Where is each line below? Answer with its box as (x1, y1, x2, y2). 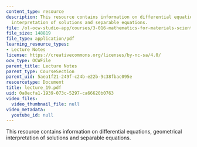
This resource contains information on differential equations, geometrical (6, 128, 182, 135)
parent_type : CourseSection (6, 69, 75, 74)
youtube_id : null (11, 112, 54, 118)
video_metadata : (6, 107, 46, 112)
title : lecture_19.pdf (6, 85, 62, 91)
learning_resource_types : (6, 42, 69, 47)
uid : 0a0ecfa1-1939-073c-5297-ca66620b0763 (6, 90, 114, 96)
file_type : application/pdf (6, 36, 75, 42)
